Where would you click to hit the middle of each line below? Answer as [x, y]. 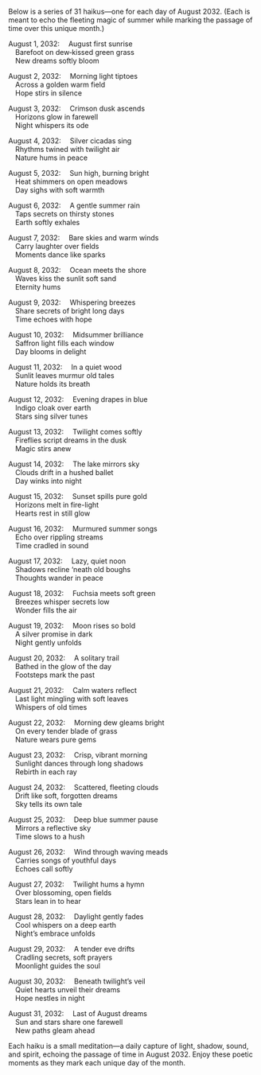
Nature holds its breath [53, 384]
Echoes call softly [44, 869]
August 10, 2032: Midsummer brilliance [76, 335]
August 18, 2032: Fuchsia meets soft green [82, 593]
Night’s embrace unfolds [55, 933]
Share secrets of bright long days [70, 311]
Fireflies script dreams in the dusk [71, 440]
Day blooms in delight [51, 352]
